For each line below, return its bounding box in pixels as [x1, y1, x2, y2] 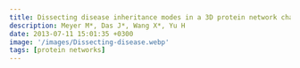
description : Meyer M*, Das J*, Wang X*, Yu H [9, 21, 186, 30]
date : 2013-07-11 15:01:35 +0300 [9, 29, 134, 38]
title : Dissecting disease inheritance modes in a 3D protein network [9, 12, 278, 22]
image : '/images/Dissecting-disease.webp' [9, 37, 170, 47]
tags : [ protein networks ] [9, 46, 105, 55]
